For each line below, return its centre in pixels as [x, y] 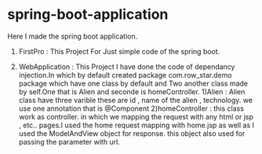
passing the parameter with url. [69, 141]
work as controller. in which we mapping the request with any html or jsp [136, 116]
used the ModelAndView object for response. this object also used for [132, 133]
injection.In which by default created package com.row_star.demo [125, 75]
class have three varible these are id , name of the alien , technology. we [135, 100]
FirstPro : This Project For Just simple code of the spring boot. [119, 51]
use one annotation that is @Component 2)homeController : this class [131, 108]
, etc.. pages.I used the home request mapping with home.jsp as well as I [136, 125]
